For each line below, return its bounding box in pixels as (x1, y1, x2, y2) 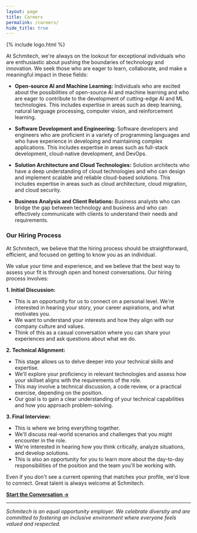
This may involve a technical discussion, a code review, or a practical (14, 383, 182, 390)
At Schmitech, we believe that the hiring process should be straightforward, (6, 244, 189, 252)
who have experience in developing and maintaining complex (14, 138, 163, 145)
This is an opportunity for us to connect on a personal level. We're (14, 297, 175, 304)
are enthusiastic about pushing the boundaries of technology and (6, 59, 164, 66)
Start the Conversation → (6, 491, 69, 498)
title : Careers (6, 14, 43, 20)
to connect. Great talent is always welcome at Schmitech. (6, 480, 145, 487)
